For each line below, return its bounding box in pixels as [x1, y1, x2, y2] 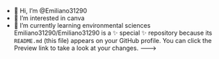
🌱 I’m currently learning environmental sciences [13, 22, 151, 29]
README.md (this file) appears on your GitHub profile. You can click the [13, 37, 212, 44]
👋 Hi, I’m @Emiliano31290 [13, 7, 88, 15]
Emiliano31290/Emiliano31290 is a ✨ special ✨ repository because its [13, 28, 213, 37]
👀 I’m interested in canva [13, 14, 85, 22]
